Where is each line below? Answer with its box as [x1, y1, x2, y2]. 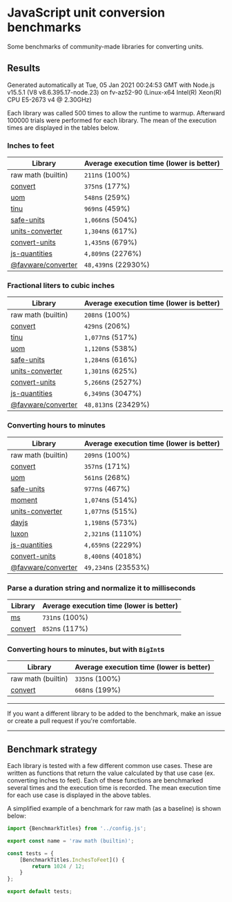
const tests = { [7, 850, 54, 857]
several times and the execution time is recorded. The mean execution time [7, 784, 221, 792]
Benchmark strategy [7, 743, 98, 755]
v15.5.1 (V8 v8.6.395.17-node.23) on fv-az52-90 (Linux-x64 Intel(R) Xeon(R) [7, 88, 222, 96]
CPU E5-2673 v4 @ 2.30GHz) [7, 95, 92, 104]
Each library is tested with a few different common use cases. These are [7, 762, 213, 770]
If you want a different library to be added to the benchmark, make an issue [7, 709, 222, 718]
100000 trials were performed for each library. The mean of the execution [7, 116, 217, 124]
